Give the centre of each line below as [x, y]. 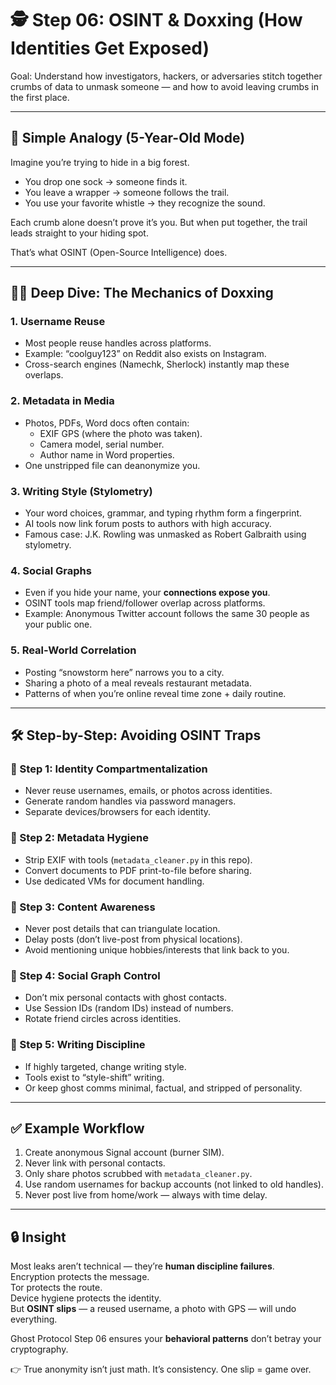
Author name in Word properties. [107, 454]
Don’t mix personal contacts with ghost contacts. [125, 998]
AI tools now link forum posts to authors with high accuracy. [148, 524]
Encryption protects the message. [80, 1277]
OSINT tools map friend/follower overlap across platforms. [145, 603]
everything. [34, 1319]
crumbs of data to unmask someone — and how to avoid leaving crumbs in [165, 86]
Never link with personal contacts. [95, 1163]
